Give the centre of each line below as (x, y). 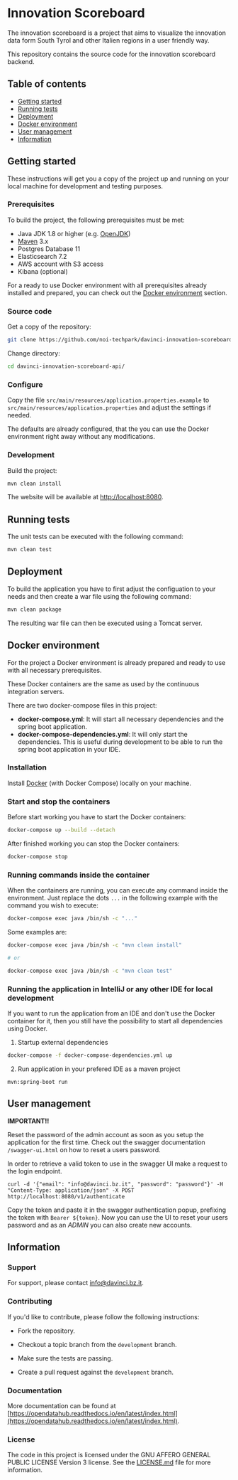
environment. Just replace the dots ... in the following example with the (113, 898)
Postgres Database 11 (49, 249)
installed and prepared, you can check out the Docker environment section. (118, 292)
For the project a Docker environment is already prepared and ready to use (117, 662)
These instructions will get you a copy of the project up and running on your (118, 179)
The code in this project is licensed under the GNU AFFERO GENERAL (109, 1455)
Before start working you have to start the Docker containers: (97, 817)
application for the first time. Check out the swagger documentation (106, 1142)
